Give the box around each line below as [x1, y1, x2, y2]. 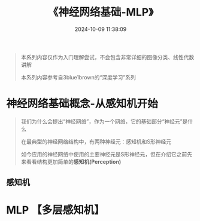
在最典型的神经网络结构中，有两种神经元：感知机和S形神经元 [20, 138, 172, 145]
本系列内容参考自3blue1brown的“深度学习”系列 [20, 73, 136, 81]
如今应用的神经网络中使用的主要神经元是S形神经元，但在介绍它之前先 [20, 151, 193, 158]
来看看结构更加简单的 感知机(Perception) [20, 158, 122, 165]
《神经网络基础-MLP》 [47, 5, 154, 19]
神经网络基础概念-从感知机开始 [6, 97, 159, 110]
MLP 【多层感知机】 [6, 204, 105, 217]
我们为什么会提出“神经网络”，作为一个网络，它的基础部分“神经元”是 [20, 118, 188, 125]
